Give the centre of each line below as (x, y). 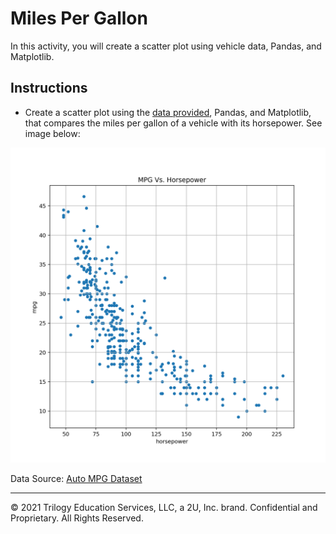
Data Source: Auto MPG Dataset (76, 478)
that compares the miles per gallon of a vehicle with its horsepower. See (173, 123)
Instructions (49, 88)
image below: (52, 133)
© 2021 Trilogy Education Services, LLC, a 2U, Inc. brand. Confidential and (164, 507)
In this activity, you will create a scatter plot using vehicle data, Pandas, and (166, 46)
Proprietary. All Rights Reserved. (77, 518)
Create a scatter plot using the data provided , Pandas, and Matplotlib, (168, 112)
